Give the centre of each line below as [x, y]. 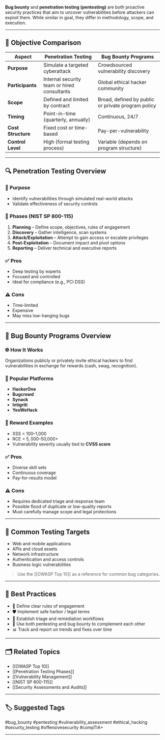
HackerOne [24, 389]
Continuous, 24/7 [118, 117]
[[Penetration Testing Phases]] [43, 671]
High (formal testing [66, 142]
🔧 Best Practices [31, 594]
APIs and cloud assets [35, 549]
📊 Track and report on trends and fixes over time [62, 629]
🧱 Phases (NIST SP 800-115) [39, 216]
